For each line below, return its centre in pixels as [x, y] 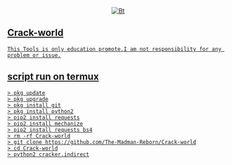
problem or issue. [34, 55]
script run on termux [53, 77]
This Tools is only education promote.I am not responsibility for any [114, 49]
